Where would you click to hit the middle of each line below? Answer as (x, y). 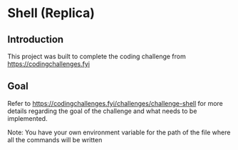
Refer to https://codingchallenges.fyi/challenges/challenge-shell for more (115, 103)
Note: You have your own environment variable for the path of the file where (119, 132)
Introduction (36, 39)
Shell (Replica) (51, 13)
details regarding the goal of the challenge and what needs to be (102, 111)
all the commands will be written (55, 139)
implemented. (27, 118)
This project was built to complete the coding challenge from (97, 56)
